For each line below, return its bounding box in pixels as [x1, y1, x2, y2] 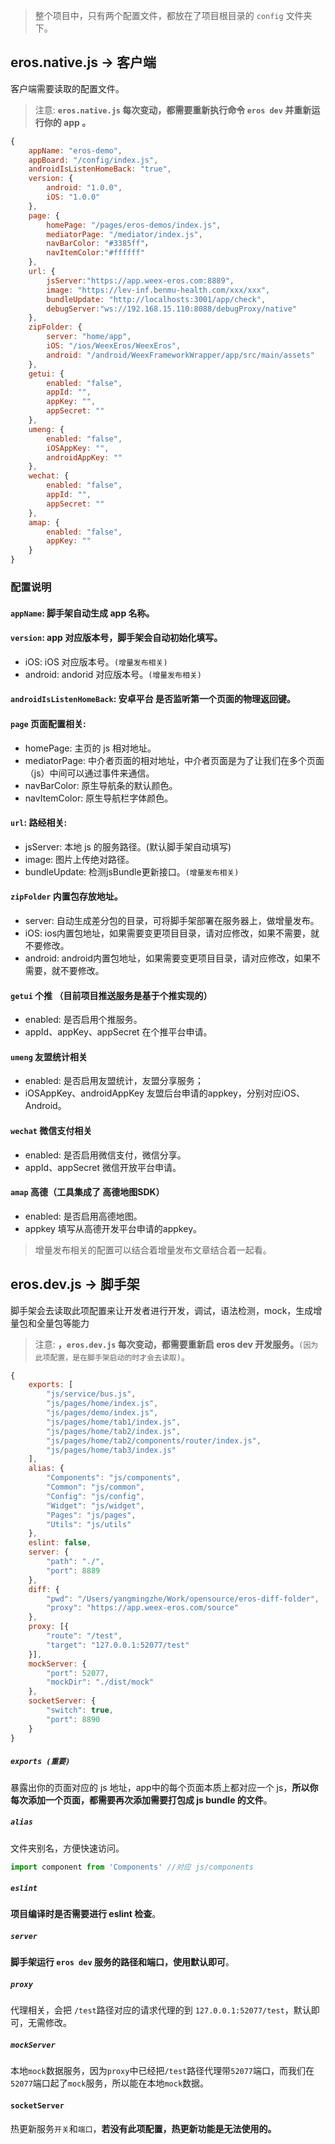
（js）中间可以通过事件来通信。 [24, 767, 155, 779]
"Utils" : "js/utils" [46, 1519, 132, 1529]
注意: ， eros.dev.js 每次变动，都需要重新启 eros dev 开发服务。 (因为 [34, 1338, 319, 1350]
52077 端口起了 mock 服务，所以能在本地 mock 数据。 [10, 2077, 210, 2089]
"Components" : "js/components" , [46, 1473, 182, 1483]
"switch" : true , [46, 1705, 114, 1716]
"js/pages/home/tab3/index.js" [46, 1445, 177, 1455]
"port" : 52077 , [46, 1668, 110, 1678]
